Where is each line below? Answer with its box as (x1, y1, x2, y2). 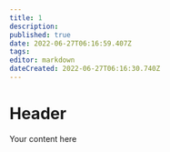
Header (9, 104, 66, 124)
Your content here (9, 133, 77, 144)
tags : (9, 47, 30, 56)
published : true (9, 30, 71, 39)
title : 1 (9, 13, 43, 23)
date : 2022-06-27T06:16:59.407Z (9, 38, 132, 48)
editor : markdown (9, 56, 75, 65)
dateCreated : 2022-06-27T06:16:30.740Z (9, 65, 161, 74)
